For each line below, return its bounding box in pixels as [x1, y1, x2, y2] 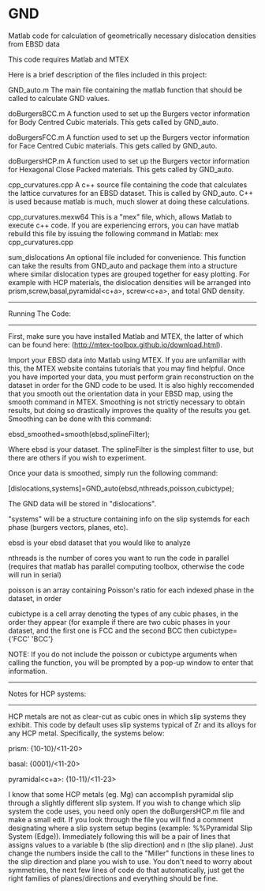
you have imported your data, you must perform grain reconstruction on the [8, 372, 255, 382]
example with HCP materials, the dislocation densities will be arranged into [8, 277, 251, 287]
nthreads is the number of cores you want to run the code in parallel [8, 553, 230, 562]
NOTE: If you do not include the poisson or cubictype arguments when [8, 649, 237, 659]
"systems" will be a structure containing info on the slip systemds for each [8, 514, 250, 524]
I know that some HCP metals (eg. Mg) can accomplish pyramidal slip [8, 789, 234, 799]
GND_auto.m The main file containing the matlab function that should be [8, 85, 243, 95]
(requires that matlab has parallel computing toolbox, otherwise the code [8, 562, 244, 571]
